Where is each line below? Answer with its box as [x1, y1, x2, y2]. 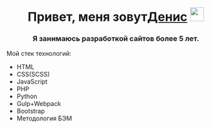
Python [16, 92, 37, 100]
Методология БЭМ [16, 114, 72, 122]
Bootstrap [16, 107, 45, 116]
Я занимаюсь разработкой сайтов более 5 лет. [33, 34, 199, 44]
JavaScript [16, 77, 48, 86]
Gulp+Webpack [16, 100, 62, 108]
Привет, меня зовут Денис [27, 9, 188, 25]
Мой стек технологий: [6, 49, 72, 58]
